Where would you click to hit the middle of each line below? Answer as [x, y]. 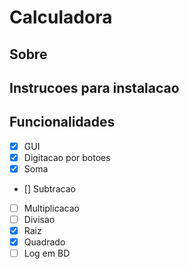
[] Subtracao [49, 188]
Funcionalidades [62, 122]
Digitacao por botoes [67, 157]
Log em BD [47, 253]
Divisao [39, 220]
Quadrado [44, 242]
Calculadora [61, 17]
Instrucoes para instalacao [94, 87]
